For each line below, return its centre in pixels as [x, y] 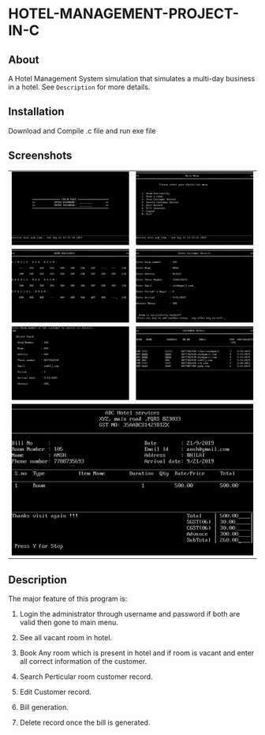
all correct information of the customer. [83, 661]
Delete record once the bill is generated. [85, 722]
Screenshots [40, 156]
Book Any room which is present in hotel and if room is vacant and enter [137, 653]
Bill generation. [44, 707]
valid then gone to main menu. [69, 622]
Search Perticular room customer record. [86, 677]
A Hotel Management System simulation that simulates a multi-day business [132, 79]
